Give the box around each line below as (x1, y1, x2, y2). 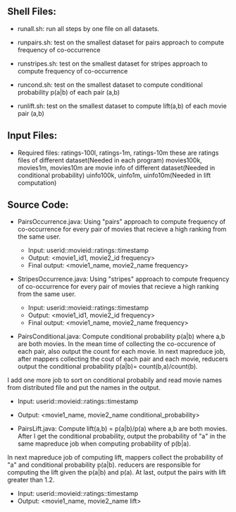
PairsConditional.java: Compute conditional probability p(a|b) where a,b (17, 332, 225, 341)
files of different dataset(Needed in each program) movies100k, (17, 155, 202, 165)
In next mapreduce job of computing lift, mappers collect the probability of (7, 453, 223, 462)
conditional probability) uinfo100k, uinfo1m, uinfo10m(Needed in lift (17, 171, 211, 179)
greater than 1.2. (7, 476, 55, 484)
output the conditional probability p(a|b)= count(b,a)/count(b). (17, 362, 199, 371)
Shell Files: (7, 6, 56, 18)
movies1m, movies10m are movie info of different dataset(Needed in (17, 163, 216, 172)
